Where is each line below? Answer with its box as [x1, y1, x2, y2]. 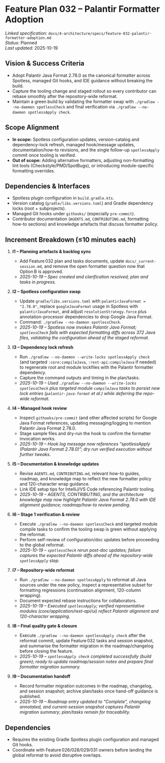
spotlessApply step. [19, 558, 60, 564]
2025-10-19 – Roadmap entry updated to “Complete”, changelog [19, 698, 151, 705]
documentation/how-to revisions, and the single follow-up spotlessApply [12, 147, 160, 153]
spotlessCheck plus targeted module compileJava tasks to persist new [19, 385, 160, 391]
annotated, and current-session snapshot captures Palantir [19, 704, 140, 710]
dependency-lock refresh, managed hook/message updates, [12, 141, 136, 147]
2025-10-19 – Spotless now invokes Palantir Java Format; [19, 324, 137, 331]
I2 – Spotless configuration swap [12, 289, 81, 295]
